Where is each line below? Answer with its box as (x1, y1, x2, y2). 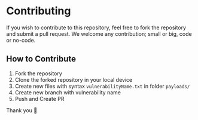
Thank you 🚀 (6, 106, 38, 114)
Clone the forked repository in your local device (14, 76, 133, 83)
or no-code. (6, 36, 36, 44)
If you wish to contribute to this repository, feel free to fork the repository (6, 24, 187, 31)
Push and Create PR (14, 95, 65, 102)
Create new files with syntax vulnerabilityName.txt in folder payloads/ (14, 82, 190, 90)
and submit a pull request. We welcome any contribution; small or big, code (6, 30, 193, 37)
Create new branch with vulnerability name (14, 88, 121, 96)
